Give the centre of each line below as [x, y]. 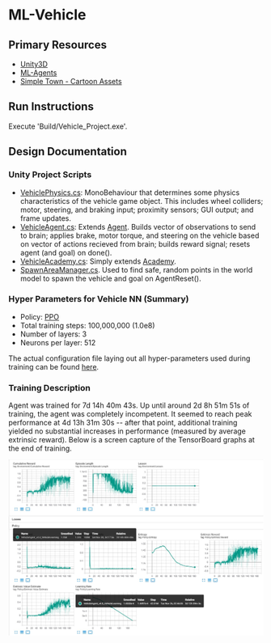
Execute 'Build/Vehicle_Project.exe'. [68, 126]
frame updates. [45, 218]
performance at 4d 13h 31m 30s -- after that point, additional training [123, 423]
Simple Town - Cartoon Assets [71, 81]
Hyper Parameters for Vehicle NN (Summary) [99, 299]
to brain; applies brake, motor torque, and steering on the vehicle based [140, 235]
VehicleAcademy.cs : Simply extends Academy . [98, 261]
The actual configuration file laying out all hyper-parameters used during [129, 358]
